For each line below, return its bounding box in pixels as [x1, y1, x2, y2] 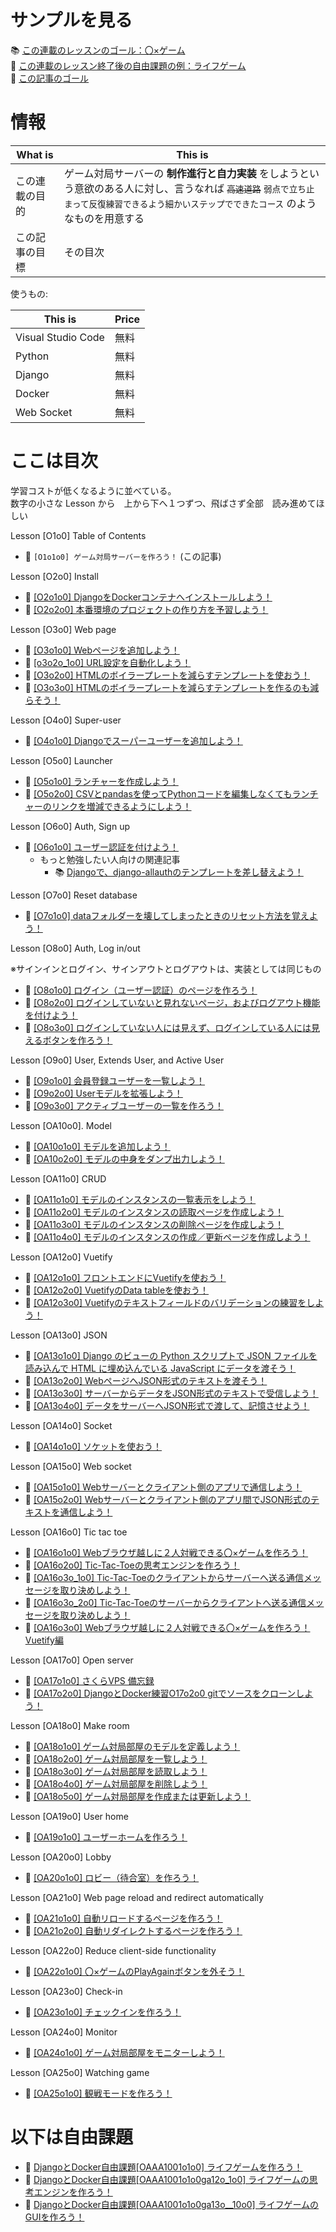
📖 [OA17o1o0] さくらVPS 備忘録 [24, 1674, 155, 1686]
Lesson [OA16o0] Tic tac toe [10, 1526, 128, 1538]
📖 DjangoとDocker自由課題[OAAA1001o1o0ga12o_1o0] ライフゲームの [24, 2173, 310, 2185]
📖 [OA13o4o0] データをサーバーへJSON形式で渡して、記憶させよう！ [24, 1399, 310, 1411]
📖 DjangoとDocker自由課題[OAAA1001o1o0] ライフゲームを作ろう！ [24, 2161, 303, 2173]
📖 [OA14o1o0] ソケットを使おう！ [24, 1440, 163, 1452]
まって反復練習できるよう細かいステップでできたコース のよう [63, 196, 317, 210]
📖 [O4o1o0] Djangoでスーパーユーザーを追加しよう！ [24, 734, 243, 746]
